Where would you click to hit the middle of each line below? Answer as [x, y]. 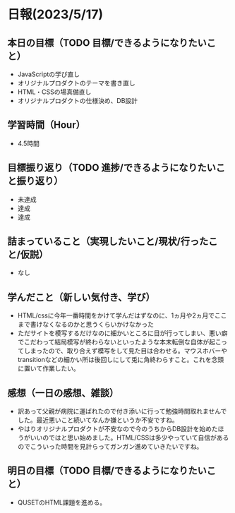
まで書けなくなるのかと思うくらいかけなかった [85, 325]
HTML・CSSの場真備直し [54, 92]
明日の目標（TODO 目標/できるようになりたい [107, 471]
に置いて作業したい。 [48, 368]
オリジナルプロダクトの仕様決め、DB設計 [78, 101]
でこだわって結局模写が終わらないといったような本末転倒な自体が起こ [119, 342]
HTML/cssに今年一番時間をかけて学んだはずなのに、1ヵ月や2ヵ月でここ [122, 315]
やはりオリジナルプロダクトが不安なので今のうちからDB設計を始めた [118, 429]
